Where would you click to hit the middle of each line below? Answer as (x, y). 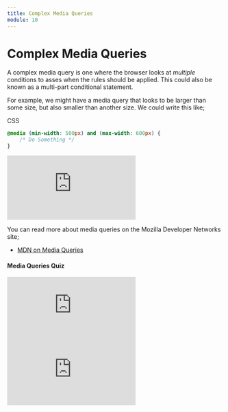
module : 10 (23, 20)
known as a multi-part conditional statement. (70, 87)
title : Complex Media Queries (50, 13)
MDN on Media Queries (50, 250)
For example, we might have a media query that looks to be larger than (107, 101)
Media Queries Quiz (36, 266)
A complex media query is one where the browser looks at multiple (101, 73)
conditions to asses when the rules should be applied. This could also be (110, 80)
